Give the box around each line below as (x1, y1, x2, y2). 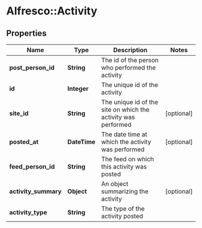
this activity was (101, 163, 147, 170)
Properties (6, 28, 47, 38)
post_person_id (9, 64, 55, 71)
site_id (9, 109, 29, 118)
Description (113, 46, 148, 54)
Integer (67, 85, 89, 92)
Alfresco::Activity (6, 4, 97, 18)
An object (101, 180, 129, 188)
